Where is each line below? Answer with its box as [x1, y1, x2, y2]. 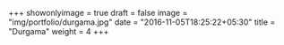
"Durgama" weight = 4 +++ [8, 26, 109, 36]
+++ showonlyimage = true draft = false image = [8, 8, 188, 18]
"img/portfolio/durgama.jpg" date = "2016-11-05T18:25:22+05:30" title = [8, 17, 276, 27]
